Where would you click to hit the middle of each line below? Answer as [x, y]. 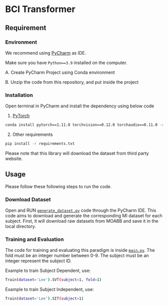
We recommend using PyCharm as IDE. [46, 53]
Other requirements [32, 134]
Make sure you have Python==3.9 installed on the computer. [66, 62]
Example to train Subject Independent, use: [49, 289]
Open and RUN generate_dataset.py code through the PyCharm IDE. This [81, 210]
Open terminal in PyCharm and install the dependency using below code [80, 106]
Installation [19, 95]
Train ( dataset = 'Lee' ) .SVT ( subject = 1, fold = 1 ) [53, 280]
